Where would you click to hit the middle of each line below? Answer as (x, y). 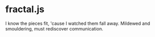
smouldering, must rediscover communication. (54, 28)
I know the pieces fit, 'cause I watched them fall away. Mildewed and (78, 23)
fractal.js (25, 9)
